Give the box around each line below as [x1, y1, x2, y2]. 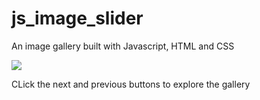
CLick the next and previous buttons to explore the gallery [11, 78, 251, 90]
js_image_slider [11, 7, 144, 30]
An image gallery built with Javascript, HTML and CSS [11, 40, 235, 52]
